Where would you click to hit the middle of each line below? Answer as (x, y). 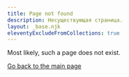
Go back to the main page (44, 66)
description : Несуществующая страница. (65, 20)
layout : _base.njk (34, 26)
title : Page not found (40, 14)
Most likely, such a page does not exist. (64, 53)
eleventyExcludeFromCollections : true (63, 33)
